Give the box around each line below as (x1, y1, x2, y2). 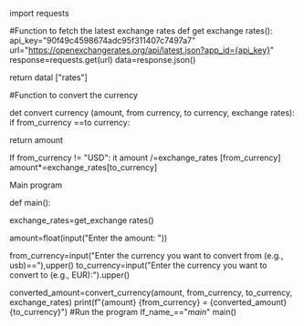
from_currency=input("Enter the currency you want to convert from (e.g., (9, 250, 284, 260)
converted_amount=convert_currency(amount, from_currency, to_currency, (9, 287, 293, 298)
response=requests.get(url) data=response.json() (9, 55, 196, 65)
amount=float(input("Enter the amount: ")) (9, 232, 168, 243)
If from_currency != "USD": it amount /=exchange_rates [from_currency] (9, 152, 281, 163)
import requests (9, 8, 70, 18)
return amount (9, 135, 64, 145)
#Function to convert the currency (9, 90, 139, 100)
